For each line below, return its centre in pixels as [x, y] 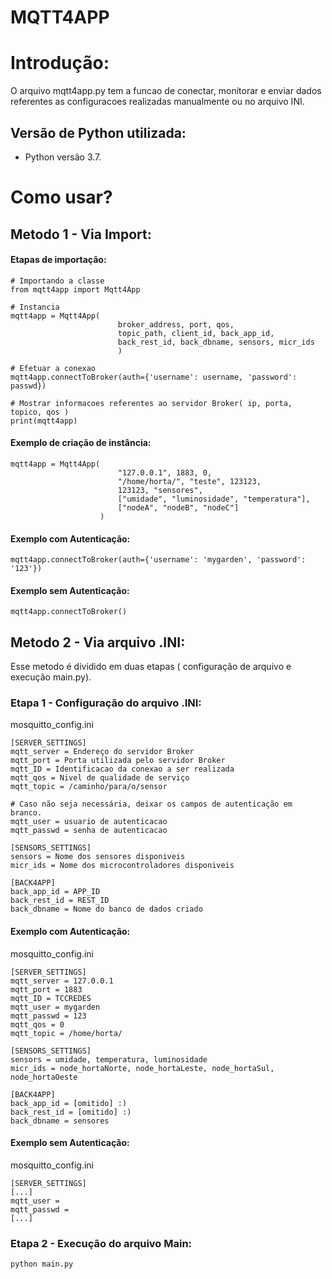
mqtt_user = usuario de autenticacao [89, 822]
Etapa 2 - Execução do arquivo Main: [101, 1243]
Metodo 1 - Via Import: [81, 234]
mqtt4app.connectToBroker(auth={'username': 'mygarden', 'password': [158, 560]
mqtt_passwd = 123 [48, 1016]
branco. [26, 813]
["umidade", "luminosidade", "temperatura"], [214, 499]
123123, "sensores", [160, 490]
